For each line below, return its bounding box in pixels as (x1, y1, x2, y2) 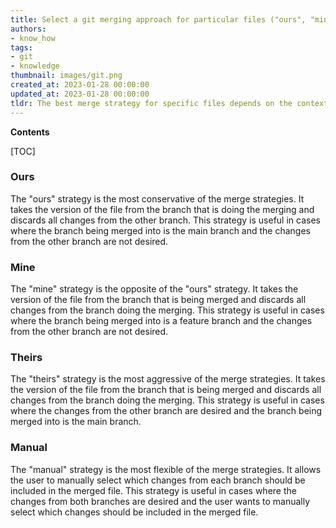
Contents (10, 126, 50, 138)
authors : (10, 24, 47, 34)
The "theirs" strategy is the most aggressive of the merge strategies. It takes (10, 373, 326, 385)
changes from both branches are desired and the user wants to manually (10, 495, 311, 507)
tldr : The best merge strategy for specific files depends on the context (10, 98, 329, 108)
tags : (10, 42, 33, 53)
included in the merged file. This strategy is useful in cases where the (10, 484, 297, 496)
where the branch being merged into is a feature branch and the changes (10, 315, 313, 327)
